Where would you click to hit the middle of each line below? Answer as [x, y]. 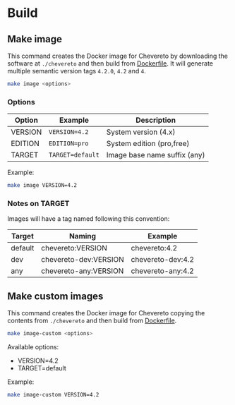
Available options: [33, 347]
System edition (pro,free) [148, 144]
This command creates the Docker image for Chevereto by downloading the [117, 56]
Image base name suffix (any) [156, 155]
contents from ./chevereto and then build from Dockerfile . [92, 321]
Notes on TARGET [38, 203]
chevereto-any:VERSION [83, 271]
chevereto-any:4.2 [162, 271]
